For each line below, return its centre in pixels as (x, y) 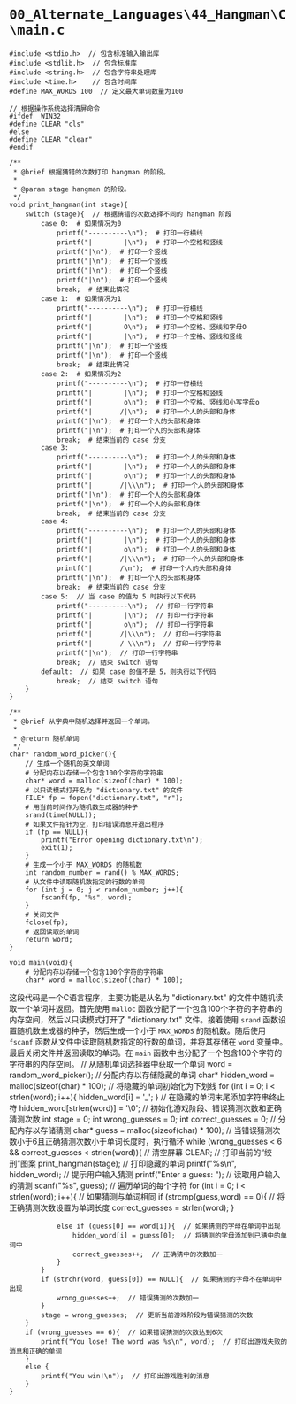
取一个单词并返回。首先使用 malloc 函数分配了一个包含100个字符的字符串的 (146, 1008)
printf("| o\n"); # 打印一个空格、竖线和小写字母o (158, 402)
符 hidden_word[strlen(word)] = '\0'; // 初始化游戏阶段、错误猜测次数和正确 (146, 1107)
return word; (49, 939)
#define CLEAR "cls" (47, 124)
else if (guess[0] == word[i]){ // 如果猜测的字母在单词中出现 (168, 1226)
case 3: (55, 447)
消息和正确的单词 (36, 1351)
